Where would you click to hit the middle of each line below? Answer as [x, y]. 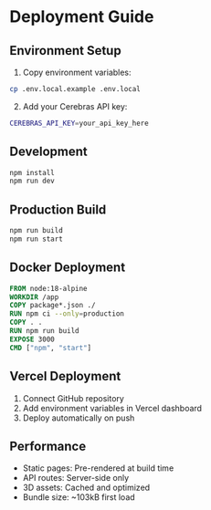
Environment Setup [65, 51]
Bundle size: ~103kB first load [79, 497]
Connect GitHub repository [74, 398]
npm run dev [32, 181]
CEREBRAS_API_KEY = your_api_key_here [79, 123]
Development [49, 152]
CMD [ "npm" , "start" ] [51, 348]
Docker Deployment [68, 268]
